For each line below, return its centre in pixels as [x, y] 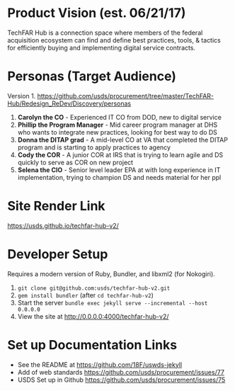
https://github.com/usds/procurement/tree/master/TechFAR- [126, 96]
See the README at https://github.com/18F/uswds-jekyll [100, 364]
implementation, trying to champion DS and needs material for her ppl [119, 177]
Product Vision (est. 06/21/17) [97, 13]
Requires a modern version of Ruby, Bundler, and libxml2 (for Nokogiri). [111, 273]
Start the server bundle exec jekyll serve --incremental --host [113, 302]
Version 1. [22, 96]
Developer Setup [58, 254]
